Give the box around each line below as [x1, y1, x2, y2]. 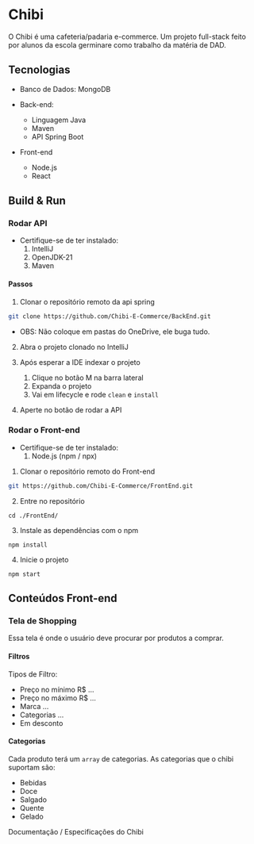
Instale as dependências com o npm [19, 525, 139, 535]
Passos [8, 279, 33, 289]
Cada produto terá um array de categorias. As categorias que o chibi [8, 754, 234, 763]
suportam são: [8, 762, 56, 772]
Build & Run [8, 194, 66, 208]
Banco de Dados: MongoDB [19, 84, 111, 94]
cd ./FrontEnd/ [8, 512, 59, 520]
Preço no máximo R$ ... [19, 692, 97, 703]
